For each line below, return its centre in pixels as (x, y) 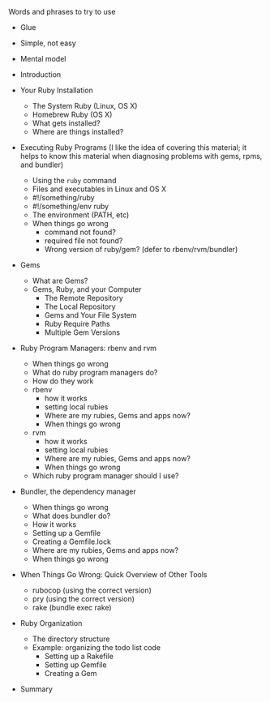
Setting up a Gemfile (66, 533)
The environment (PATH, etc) (81, 215)
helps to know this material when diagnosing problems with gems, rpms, (141, 156)
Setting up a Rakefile (79, 656)
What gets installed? (66, 123)
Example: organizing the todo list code (96, 647)
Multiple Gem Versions (82, 332)
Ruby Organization (51, 623)
